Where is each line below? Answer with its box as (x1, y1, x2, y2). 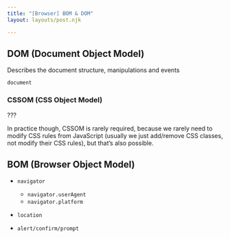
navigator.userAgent (27, 192, 87, 198)
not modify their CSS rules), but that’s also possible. (7, 139, 154, 147)
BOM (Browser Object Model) (7, 159, 135, 170)
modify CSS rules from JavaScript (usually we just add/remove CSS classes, (7, 131, 223, 139)
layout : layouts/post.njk (7, 16, 81, 23)
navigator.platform (27, 198, 84, 206)
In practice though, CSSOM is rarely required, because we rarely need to (7, 124, 213, 133)
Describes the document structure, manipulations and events (7, 66, 180, 74)
